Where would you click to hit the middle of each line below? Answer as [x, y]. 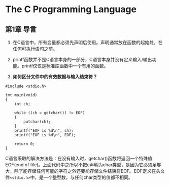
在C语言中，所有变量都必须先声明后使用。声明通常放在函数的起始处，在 [88, 42]
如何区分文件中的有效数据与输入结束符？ [55, 77]
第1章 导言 [21, 29]
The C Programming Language [71, 9]
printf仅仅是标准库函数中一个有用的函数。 [65, 66]
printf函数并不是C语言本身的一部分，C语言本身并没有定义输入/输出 [82, 60]
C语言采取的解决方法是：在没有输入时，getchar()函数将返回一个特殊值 [79, 158]
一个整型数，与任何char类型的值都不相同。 [88, 177]
